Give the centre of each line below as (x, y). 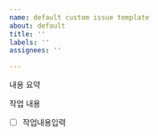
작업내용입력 (44, 123)
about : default (37, 26)
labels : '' (29, 42)
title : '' (28, 34)
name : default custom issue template (79, 17)
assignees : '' (36, 51)
